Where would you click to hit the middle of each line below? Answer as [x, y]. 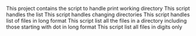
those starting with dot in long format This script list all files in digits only [94, 27]
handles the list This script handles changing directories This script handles [98, 15]
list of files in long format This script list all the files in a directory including [97, 21]
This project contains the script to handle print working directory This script [98, 8]
